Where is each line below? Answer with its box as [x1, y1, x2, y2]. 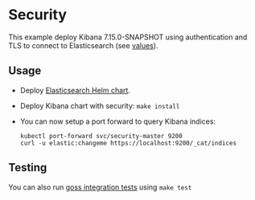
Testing [8, 161, 47, 174]
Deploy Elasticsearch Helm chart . [19, 85, 131, 95]
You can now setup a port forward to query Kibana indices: [19, 116, 216, 126]
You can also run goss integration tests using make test [8, 182, 192, 192]
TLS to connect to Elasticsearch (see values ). [8, 40, 158, 50]
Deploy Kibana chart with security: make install [19, 100, 180, 110]
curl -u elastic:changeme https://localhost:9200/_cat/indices [19, 139, 237, 147]
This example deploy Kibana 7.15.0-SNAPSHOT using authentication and [8, 32, 248, 42]
